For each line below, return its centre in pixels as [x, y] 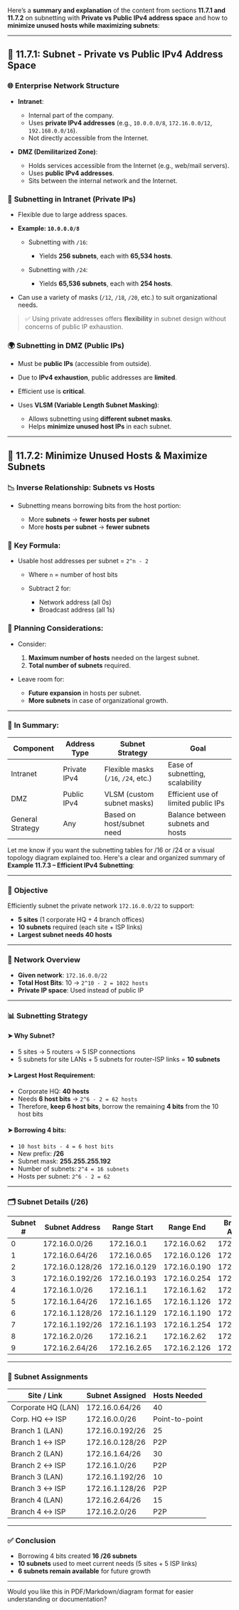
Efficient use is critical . [52, 392]
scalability [185, 783]
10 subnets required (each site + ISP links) [80, 927]
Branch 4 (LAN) [37, 1500]
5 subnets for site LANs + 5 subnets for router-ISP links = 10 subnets [119, 1059]
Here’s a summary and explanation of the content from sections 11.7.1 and [117, 10]
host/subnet [124, 823]
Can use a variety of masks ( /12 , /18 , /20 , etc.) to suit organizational [117, 297]
